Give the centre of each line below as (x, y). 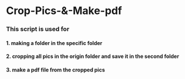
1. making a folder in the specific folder (54, 43)
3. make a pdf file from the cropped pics (56, 70)
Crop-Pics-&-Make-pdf (64, 11)
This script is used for (38, 29)
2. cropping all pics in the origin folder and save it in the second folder (93, 56)
